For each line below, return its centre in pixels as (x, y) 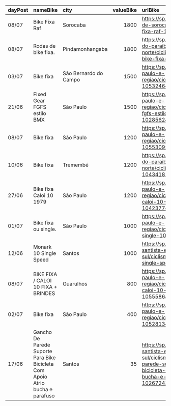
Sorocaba (74, 25)
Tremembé (76, 165)
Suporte (42, 351)
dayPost (18, 10)
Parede (42, 345)
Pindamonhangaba (85, 49)
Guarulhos (75, 284)
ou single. (45, 229)
